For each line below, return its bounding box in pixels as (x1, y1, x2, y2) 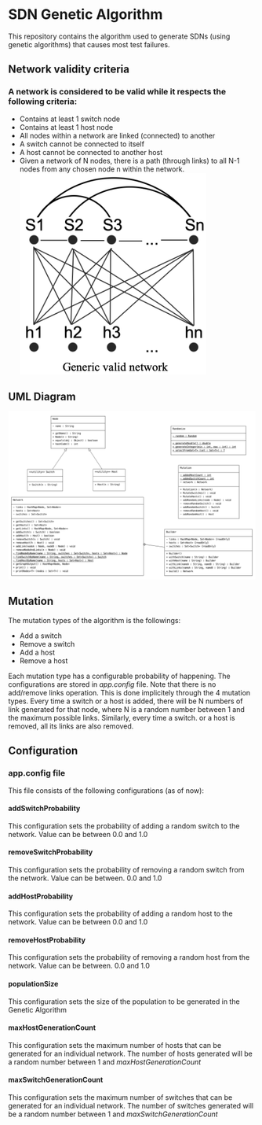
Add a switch (19, 631, 63, 640)
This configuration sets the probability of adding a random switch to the (8, 821, 240, 831)
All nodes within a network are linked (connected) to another (19, 131, 216, 140)
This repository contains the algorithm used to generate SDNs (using (8, 31, 231, 41)
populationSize (8, 979, 59, 988)
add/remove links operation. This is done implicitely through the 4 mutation (8, 688, 251, 697)
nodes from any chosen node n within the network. (19, 164, 185, 174)
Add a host (19, 647, 55, 657)
